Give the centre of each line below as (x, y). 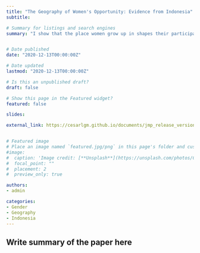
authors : (17, 185)
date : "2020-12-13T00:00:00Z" (44, 55)
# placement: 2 (26, 169)
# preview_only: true (34, 174)
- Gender (17, 207)
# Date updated (25, 66)
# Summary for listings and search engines (61, 28)
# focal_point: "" (30, 163)
